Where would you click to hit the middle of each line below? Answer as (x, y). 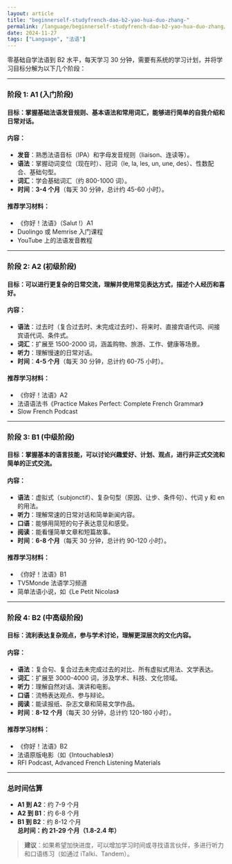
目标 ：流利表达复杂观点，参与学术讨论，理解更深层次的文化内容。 (101, 635)
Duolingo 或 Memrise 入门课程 (60, 232)
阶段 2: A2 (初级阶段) (42, 266)
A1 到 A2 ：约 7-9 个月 (48, 805)
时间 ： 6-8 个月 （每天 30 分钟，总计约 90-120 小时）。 (94, 541)
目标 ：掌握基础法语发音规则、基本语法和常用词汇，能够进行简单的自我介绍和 (116, 112)
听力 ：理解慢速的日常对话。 (57, 353)
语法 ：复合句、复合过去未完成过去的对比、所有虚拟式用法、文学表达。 (117, 669)
